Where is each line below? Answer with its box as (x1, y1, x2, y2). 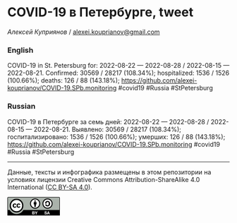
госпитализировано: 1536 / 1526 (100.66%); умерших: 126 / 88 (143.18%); (7, 132, 226, 141)
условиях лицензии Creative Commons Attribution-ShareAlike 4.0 (7, 175, 200, 183)
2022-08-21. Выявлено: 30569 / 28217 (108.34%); (33, 125, 182, 133)
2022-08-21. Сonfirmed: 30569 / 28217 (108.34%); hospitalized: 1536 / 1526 (7, 68, 230, 78)
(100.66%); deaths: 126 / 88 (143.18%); (7, 76, 120, 85)
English (7, 45, 34, 55)
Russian (7, 102, 36, 111)
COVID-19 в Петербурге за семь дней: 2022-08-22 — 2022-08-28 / (7, 117, 209, 126)
